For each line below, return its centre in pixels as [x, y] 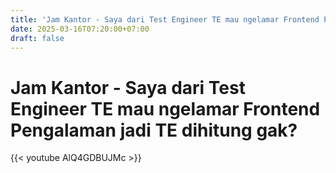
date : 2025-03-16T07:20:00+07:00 [80, 29]
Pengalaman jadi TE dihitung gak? [154, 130]
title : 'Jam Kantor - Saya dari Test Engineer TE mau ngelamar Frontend [165, 19]
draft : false [37, 38]
